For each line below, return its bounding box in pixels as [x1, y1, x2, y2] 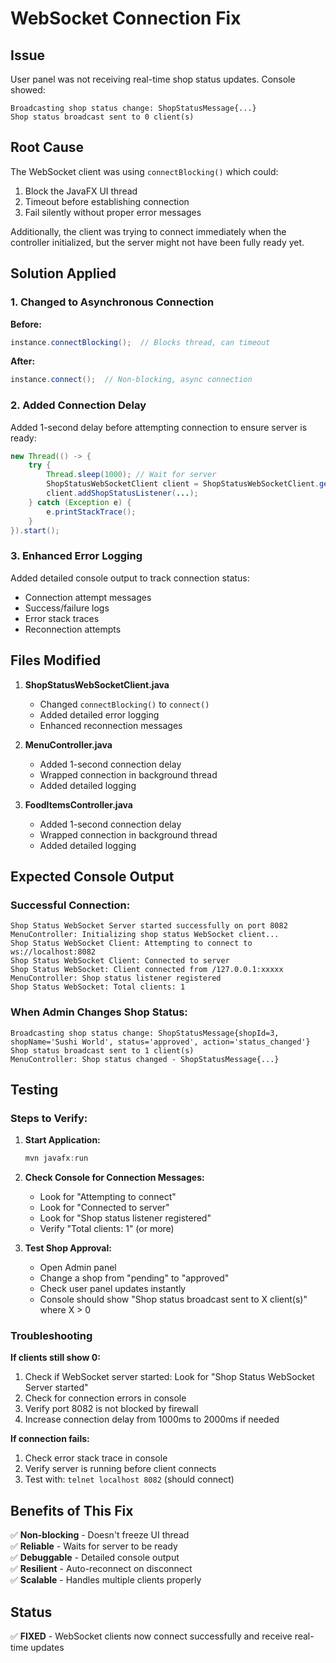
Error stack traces [24, 612, 100, 624]
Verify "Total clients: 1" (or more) [39, 1223, 175, 1235]
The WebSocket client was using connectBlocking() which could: [10, 165, 279, 177]
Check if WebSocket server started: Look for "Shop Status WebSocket [24, 1371, 315, 1383]
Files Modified [10, 652, 102, 669]
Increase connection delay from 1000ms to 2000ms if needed [24, 1413, 280, 1426]
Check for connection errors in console [24, 1392, 187, 1404]
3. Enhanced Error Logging [10, 549, 143, 563]
